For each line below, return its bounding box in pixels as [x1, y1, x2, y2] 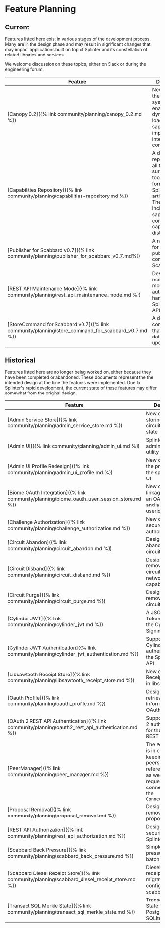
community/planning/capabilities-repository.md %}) [7, 193, 129, 199]
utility [146, 449, 159, 455]
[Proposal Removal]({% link [7, 806, 71, 813]
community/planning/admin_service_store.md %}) [7, 422, 123, 429]
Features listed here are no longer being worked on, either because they [5, 369, 151, 375]
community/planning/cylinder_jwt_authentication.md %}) [7, 650, 139, 657]
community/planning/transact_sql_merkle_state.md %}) [7, 908, 135, 915]
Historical [5, 356, 36, 365]
